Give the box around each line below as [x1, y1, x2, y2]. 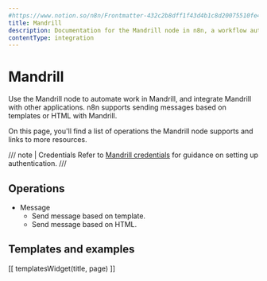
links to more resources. [8, 135, 87, 144]
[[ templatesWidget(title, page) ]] [8, 264, 116, 273]
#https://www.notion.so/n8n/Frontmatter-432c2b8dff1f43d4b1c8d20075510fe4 [8, 11, 261, 20]
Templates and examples [8, 243, 135, 256]
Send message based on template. [31, 211, 145, 221]
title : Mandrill [8, 19, 62, 27]
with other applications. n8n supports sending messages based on [8, 102, 226, 112]
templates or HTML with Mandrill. [8, 111, 118, 121]
